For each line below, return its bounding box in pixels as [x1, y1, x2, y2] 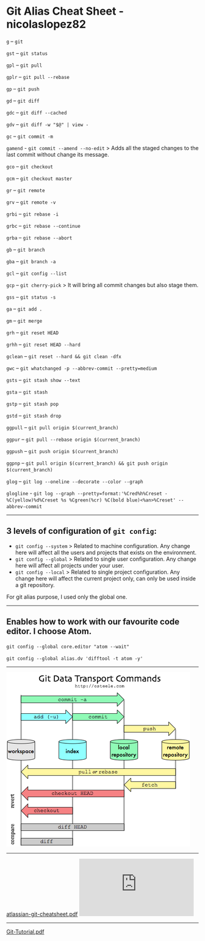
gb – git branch [6, 246, 45, 253]
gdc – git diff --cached [6, 108, 67, 116]
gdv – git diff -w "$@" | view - [6, 121, 89, 128]
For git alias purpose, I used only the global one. [6, 593, 128, 601]
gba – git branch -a [6, 257, 56, 264]
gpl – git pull [6, 61, 43, 69]
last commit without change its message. [6, 151, 109, 158]
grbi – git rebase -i [6, 210, 59, 217]
